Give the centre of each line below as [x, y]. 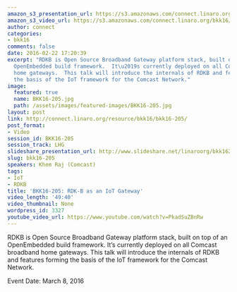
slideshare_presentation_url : [52, 152]
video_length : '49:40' [41, 197]
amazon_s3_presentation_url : [50, 14]
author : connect [31, 27]
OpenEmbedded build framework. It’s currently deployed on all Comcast [112, 245]
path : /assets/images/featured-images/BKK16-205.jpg [93, 106]
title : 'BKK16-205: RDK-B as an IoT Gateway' [75, 191]
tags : [15, 171]
